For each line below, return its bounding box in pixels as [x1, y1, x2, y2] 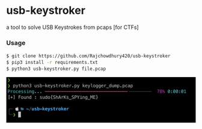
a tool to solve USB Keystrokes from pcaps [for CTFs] [6, 24, 139, 31]
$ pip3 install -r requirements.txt [6, 60, 98, 66]
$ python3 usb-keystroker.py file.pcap [6, 66, 106, 72]
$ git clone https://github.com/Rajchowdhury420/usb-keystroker [6, 53, 171, 59]
